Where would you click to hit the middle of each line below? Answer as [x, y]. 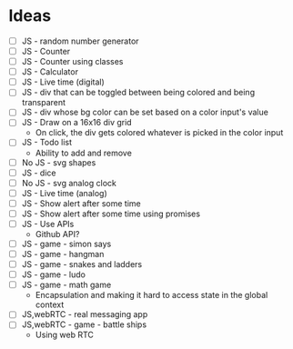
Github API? [57, 234]
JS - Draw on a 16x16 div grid [77, 123]
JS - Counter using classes [72, 62]
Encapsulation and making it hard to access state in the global [152, 295]
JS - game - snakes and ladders [82, 264]
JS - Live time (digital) [63, 82]
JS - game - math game [66, 285]
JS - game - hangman [63, 254]
